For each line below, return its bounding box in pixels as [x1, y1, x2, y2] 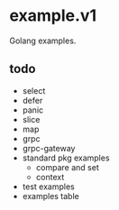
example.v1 [9, 5, 97, 26]
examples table [22, 190, 79, 201]
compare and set [35, 161, 99, 172]
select [22, 85, 46, 96]
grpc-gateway [22, 142, 76, 153]
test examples [22, 181, 75, 192]
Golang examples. [9, 35, 77, 46]
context [35, 171, 65, 182]
